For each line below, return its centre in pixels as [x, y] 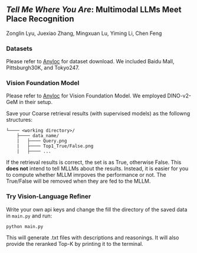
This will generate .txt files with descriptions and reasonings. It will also [93, 237]
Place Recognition [40, 19]
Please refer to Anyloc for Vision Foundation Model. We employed [86, 96]
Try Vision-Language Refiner [49, 196]
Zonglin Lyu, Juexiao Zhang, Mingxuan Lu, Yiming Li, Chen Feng [84, 33]
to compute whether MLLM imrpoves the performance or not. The [86, 175]
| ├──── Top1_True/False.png [55, 146]
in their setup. [36, 102]
